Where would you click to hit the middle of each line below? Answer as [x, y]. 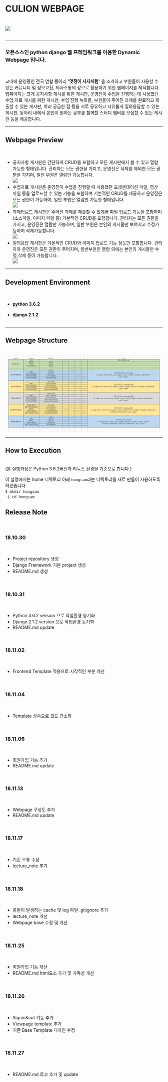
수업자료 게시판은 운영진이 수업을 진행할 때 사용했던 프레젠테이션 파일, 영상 [85, 187]
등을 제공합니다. [26, 119]
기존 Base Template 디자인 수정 [44, 1030]
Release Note [26, 512]
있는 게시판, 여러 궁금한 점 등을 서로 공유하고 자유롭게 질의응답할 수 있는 [90, 106]
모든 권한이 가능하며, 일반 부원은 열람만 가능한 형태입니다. [68, 200]
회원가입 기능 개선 [30, 967]
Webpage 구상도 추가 [34, 810]
